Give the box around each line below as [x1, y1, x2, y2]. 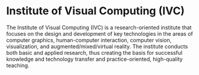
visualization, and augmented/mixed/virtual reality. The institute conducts [6, 43, 188, 50]
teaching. [6, 61, 30, 69]
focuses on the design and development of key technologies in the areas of [6, 30, 194, 37]
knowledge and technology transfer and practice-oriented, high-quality [6, 55, 183, 62]
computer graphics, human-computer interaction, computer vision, [6, 36, 172, 43]
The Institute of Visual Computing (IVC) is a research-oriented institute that [6, 24, 192, 31]
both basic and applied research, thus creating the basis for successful [6, 49, 183, 56]
